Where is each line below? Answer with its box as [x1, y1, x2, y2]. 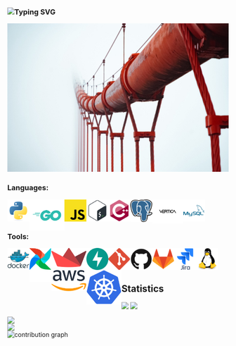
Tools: [7, 231, 29, 241]
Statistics [122, 283, 164, 295]
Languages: [7, 183, 49, 193]
